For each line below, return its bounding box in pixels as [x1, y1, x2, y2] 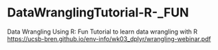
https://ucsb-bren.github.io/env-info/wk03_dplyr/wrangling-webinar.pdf [7, 34, 211, 42]
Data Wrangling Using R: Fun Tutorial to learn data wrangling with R [7, 27, 198, 36]
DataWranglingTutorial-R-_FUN [7, 5, 189, 21]
